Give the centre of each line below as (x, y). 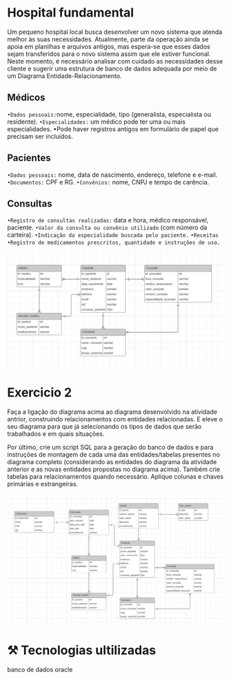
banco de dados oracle (40, 669)
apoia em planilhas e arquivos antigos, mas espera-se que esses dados (109, 46)
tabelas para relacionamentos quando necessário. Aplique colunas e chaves (115, 477)
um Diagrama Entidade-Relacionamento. (64, 76)
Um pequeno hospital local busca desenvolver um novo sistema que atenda (115, 32)
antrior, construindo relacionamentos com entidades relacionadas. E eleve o (115, 419)
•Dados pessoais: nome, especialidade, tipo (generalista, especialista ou (109, 114)
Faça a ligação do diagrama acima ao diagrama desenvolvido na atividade (112, 412)
